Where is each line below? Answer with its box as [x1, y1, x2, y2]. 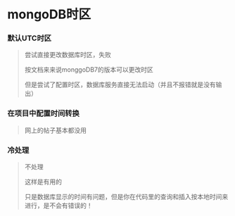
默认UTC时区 [7, 33, 51, 43]
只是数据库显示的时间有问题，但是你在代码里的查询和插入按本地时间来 [24, 193, 229, 201]
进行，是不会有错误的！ [24, 201, 93, 210]
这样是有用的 [24, 177, 62, 186]
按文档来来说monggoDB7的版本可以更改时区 [24, 65, 153, 74]
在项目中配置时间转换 [7, 108, 80, 118]
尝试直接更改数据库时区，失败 [24, 51, 111, 59]
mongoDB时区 [7, 6, 91, 23]
